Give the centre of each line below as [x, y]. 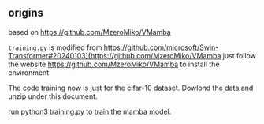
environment [29, 72]
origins [26, 13]
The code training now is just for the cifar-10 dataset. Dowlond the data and [131, 88]
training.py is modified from [55, 47]
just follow [239, 55]
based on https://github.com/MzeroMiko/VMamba [89, 32]
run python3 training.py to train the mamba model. [90, 111]
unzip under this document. [53, 96]
